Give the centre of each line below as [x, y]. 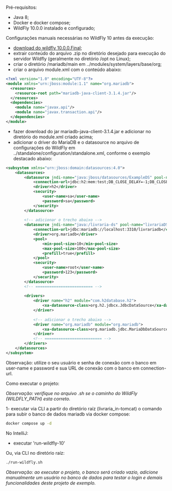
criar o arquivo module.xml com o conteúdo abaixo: [67, 69]
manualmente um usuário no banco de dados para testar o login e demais [84, 477]
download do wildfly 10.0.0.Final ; [47, 48]
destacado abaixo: [33, 158]
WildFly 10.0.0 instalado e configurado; [54, 28]
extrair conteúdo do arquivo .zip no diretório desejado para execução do [89, 53]
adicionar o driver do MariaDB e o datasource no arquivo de [76, 142]
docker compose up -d [29, 423]
